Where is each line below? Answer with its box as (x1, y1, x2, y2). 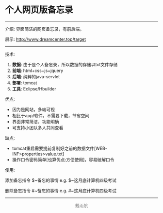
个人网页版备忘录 (5, 4, 74, 16)
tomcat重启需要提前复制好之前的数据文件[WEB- (12, 145, 108, 151)
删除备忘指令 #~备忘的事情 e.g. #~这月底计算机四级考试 (5, 188, 116, 194)
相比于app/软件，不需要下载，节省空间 (12, 112, 90, 118)
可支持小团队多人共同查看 (12, 124, 64, 130)
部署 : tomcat (12, 80, 37, 86)
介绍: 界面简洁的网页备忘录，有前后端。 (5, 26, 84, 32)
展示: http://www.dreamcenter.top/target (5, 36, 86, 42)
